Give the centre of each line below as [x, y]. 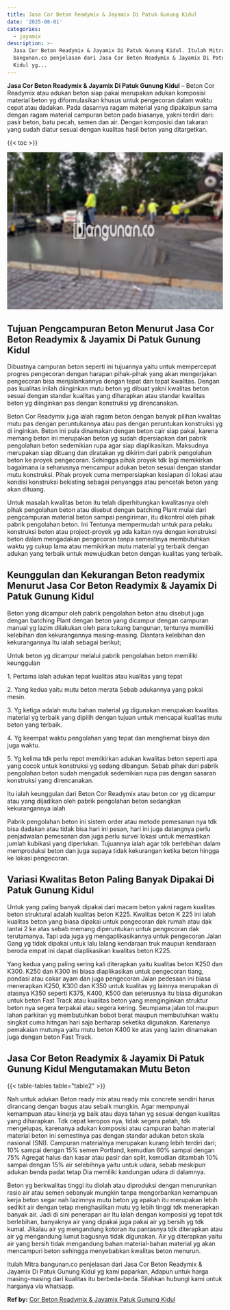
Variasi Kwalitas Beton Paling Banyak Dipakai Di [111, 879]
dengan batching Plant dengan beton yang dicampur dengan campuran [108, 620]
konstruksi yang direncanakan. [50, 780]
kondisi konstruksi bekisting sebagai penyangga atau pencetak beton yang [113, 482]
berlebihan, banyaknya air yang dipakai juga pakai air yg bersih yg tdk [105, 1221]
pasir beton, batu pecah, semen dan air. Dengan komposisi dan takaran [107, 122]
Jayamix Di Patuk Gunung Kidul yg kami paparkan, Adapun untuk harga [108, 1271]
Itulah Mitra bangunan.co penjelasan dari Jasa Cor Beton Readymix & [105, 1264]
